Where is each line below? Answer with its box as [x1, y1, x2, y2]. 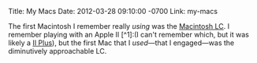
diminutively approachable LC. [8, 47, 107, 55]
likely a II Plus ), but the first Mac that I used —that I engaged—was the [8, 38, 235, 47]
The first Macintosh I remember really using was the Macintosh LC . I [8, 22, 230, 30]
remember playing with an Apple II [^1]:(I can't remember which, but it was [8, 30, 250, 39]
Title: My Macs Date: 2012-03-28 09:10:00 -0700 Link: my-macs [8, 7, 218, 16]
